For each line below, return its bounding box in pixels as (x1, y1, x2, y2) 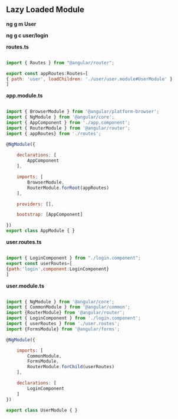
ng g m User (6, 20, 37, 27)
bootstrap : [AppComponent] (17, 212, 83, 218)
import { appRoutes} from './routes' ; (6, 130, 101, 136)
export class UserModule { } (6, 407, 78, 413)
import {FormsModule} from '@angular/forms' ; (6, 326, 120, 332)
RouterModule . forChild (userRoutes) (27, 364, 115, 370)
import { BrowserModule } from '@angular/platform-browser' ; (6, 109, 160, 114)
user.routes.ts (6, 238, 42, 245)
